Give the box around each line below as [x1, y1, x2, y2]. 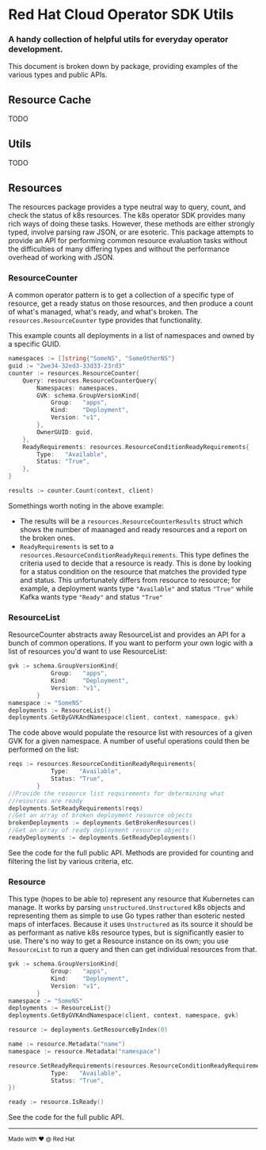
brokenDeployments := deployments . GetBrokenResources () [8, 819, 196, 827]
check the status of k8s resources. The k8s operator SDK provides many [8, 210, 246, 219]
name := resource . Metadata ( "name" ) [8, 1040, 126, 1049]
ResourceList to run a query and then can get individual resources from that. [8, 945, 257, 954]
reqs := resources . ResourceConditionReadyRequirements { [8, 760, 196, 768]
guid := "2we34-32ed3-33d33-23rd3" [8, 362, 126, 370]
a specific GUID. [8, 339, 61, 349]
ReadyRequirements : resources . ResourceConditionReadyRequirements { [22, 443, 249, 451]
